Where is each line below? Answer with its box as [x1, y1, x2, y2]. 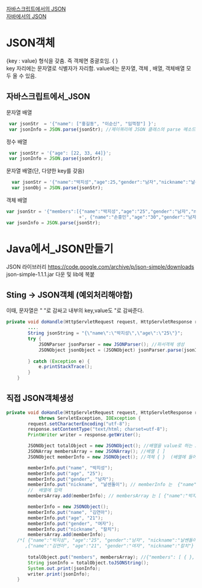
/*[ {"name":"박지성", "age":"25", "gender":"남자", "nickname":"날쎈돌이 [17, 537, 197, 543]
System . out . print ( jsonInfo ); [28, 565, 101, 571]
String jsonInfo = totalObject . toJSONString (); [28, 560, 149, 566]
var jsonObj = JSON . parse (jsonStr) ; [11, 185, 103, 191]
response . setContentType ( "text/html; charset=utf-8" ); [28, 427, 168, 433]
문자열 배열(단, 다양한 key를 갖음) [6, 167, 85, 175]
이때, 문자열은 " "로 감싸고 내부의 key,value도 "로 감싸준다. [6, 307, 144, 314]
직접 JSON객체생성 [6, 393, 74, 404]
